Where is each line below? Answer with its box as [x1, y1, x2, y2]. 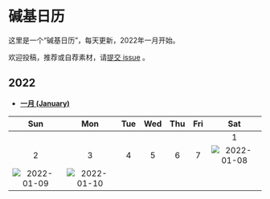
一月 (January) [19, 98, 70, 108]
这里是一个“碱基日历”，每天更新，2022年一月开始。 [8, 35, 180, 45]
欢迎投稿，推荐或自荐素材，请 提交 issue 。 [8, 52, 150, 62]
